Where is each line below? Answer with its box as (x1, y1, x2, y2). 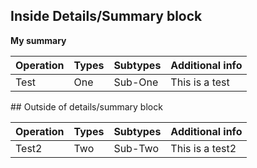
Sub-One (113, 75, 159, 89)
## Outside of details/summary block (10, 100, 163, 113)
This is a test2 (170, 141, 237, 155)
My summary (10, 34, 67, 46)
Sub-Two (113, 141, 160, 155)
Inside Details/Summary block (10, 8, 203, 25)
